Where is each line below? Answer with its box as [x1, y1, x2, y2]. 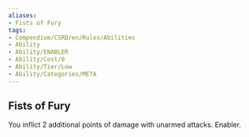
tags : [8, 26, 26, 34]
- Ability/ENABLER [8, 48, 69, 56]
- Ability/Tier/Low [8, 63, 72, 71]
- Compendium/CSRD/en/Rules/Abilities [8, 33, 136, 42]
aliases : [8, 11, 37, 20]
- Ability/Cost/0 [8, 56, 65, 64]
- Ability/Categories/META [8, 70, 97, 78]
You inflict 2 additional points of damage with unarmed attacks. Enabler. [8, 120, 242, 130]
